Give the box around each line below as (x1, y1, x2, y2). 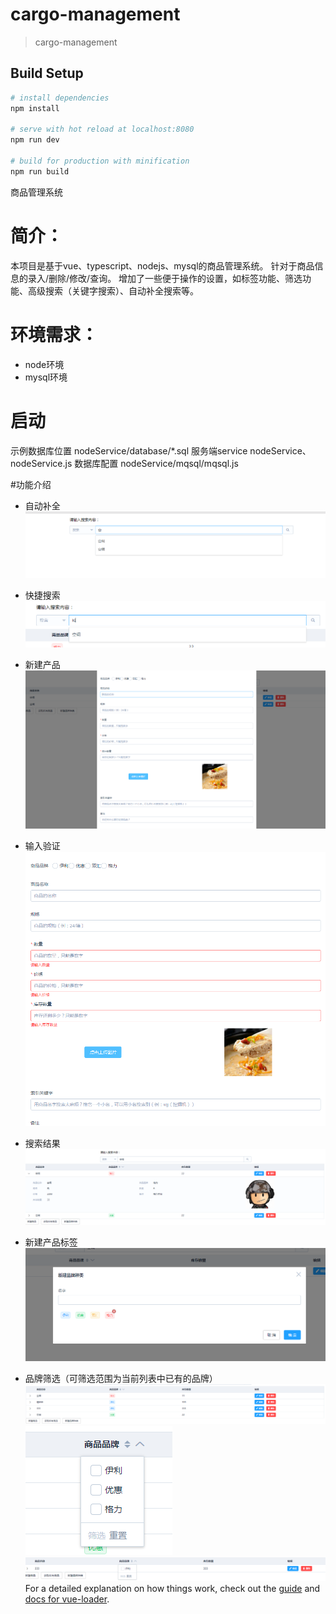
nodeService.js (10, 457, 73, 469)
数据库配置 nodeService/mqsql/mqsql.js (74, 457, 239, 469)
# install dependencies (10, 93, 110, 103)
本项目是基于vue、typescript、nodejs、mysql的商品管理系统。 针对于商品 (10, 259, 315, 272)
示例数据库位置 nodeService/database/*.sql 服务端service (10, 444, 248, 457)
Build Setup (10, 65, 84, 82)
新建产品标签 (24, 1236, 78, 1248)
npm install (10, 103, 60, 113)
